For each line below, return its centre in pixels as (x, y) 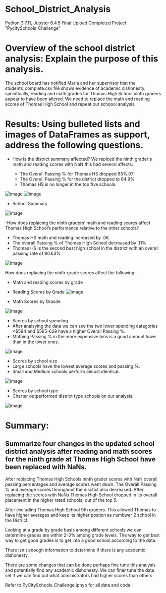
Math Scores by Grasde (36, 301)
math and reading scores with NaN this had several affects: (73, 164)
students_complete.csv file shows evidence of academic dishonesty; (76, 88)
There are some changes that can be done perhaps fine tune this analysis (81, 565)
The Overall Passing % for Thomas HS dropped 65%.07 (77, 174)
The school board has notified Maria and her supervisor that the (70, 83)
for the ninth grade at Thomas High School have (81, 459)
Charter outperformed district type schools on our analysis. (73, 396)
